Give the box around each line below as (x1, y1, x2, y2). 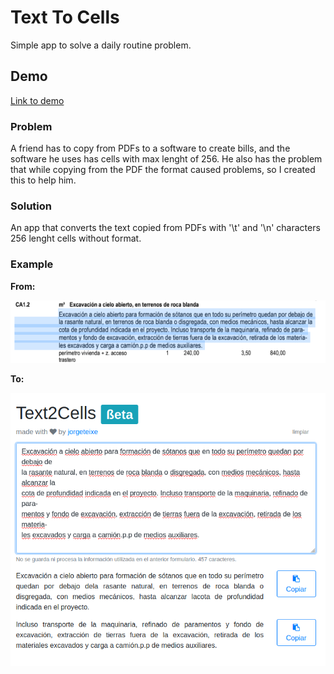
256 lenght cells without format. (10, 232, 142, 245)
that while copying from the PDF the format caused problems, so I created (10, 164, 316, 176)
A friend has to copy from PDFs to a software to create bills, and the (10, 142, 291, 155)
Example (10, 257, 54, 271)
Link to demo (10, 94, 65, 106)
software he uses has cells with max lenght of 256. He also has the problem (10, 153, 323, 165)
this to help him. (10, 174, 77, 186)
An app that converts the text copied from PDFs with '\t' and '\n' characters (10, 222, 321, 234)
